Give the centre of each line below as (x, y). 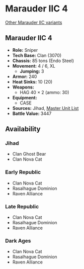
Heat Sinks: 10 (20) (32, 82)
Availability (23, 129)
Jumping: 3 (32, 71)
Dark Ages (18, 241)
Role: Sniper (25, 50)
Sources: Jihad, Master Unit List (45, 108)
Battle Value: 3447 (32, 113)
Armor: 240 (25, 76)
